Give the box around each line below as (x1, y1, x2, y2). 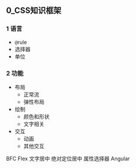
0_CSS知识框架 (6, 5, 62, 16)
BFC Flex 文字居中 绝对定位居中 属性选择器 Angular (6, 155, 130, 162)
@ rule (14, 38, 28, 45)
